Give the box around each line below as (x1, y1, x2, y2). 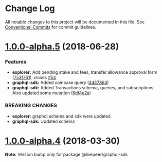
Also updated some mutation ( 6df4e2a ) (12, 90, 91, 96)
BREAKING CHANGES (5, 102, 57, 109)
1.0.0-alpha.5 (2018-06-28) (5, 41, 119, 52)
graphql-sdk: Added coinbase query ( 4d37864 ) (12, 80, 109, 85)
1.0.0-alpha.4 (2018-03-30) (5, 135, 120, 146)
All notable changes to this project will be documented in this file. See (5, 19, 145, 25)
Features (5, 59, 27, 65)
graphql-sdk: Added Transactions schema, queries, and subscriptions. (12, 85, 155, 91)
